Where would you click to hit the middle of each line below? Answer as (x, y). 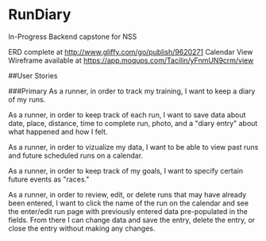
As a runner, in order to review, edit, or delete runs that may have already (127, 194)
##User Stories (33, 75)
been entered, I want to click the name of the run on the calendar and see (128, 203)
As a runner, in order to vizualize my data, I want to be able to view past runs (133, 147)
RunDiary (40, 15)
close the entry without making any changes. (82, 228)
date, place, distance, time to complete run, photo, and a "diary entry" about (133, 123)
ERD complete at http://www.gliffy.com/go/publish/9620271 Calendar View (131, 52)
